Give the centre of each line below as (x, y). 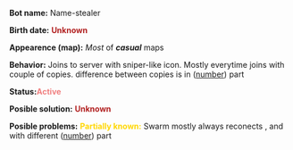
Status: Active (35, 92)
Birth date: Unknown (48, 30)
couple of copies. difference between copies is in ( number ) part (127, 74)
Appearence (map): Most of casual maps (87, 47)
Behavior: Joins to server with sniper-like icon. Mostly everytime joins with (147, 65)
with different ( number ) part (60, 136)
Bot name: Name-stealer (55, 13)
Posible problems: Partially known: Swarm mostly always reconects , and (146, 126)
